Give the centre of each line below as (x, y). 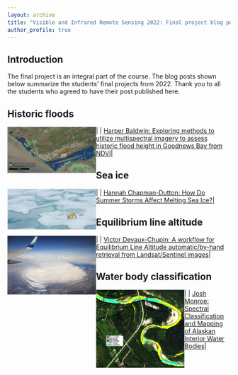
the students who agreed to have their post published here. (94, 91)
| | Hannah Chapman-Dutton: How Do (151, 192)
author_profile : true (39, 30)
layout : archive (31, 15)
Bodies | (195, 346)
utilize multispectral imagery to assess (152, 138)
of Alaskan (200, 331)
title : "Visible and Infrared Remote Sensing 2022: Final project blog (115, 22)
